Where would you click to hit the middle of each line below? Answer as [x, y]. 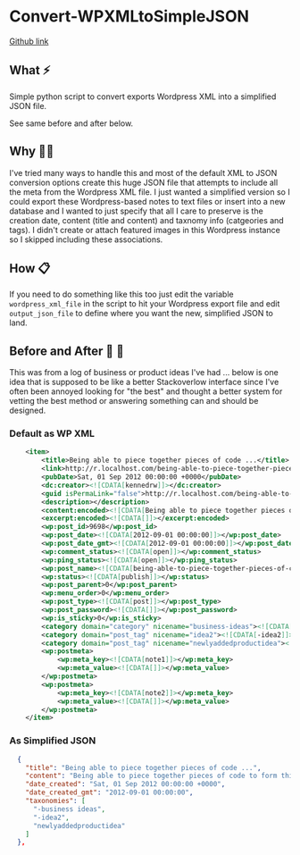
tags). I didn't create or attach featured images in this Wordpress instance [145, 230]
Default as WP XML [52, 433]
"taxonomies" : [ [56, 801]
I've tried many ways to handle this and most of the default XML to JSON [143, 172]
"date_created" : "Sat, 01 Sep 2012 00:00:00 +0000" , [125, 784]
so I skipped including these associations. [86, 239]
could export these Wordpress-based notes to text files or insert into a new [147, 201]
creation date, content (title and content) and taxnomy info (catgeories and [146, 220]
